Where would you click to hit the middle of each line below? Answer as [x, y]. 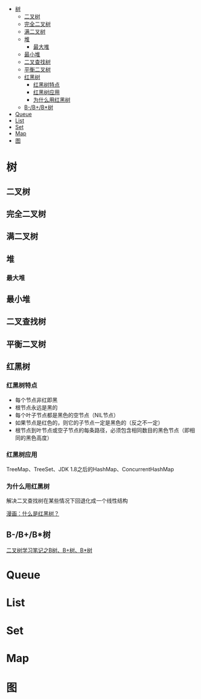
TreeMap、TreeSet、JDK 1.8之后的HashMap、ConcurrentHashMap [90, 469]
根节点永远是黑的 [36, 407]
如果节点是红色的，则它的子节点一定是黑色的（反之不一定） [89, 422]
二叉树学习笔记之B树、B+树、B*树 [49, 550]
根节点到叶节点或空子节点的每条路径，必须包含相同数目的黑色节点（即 [102, 430]
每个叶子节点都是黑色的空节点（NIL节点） [67, 415]
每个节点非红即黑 [36, 400]
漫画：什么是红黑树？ [33, 514]
